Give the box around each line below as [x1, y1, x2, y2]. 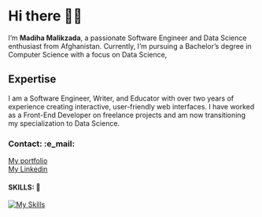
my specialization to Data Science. [8, 118, 120, 128]
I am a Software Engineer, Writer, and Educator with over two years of [8, 94, 234, 103]
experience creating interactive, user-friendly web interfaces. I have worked [8, 101, 255, 111]
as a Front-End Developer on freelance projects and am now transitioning [8, 110, 246, 120]
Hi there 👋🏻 [8, 7, 83, 25]
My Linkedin [8, 164, 48, 174]
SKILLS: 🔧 [8, 182, 41, 192]
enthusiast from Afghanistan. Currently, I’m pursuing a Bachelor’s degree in [8, 41, 252, 50]
